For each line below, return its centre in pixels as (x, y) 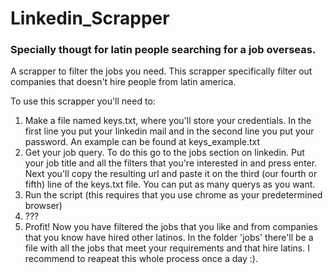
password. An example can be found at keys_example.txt (142, 142)
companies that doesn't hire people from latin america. (123, 82)
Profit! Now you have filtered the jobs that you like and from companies (171, 227)
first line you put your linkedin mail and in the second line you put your (169, 131)
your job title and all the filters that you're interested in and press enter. (171, 163)
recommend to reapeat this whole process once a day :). (141, 259)
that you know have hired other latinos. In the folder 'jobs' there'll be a (169, 238)
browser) (43, 206)
